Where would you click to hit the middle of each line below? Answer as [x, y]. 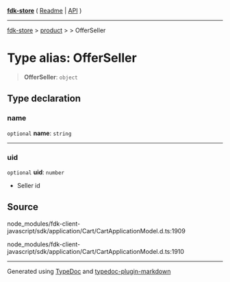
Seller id [29, 185]
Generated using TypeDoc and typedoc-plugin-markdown [89, 271]
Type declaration [44, 98]
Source [23, 207]
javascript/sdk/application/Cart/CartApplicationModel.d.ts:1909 [97, 231]
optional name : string [39, 133]
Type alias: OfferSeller [72, 58]
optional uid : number [36, 172]
